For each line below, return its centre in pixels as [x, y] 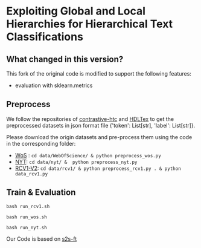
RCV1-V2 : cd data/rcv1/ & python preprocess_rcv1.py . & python [98, 168]
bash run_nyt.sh [27, 227]
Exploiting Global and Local [76, 11]
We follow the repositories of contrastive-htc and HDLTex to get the [90, 119]
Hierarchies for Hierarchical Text [90, 24]
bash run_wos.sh [27, 217]
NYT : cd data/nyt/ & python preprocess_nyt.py [76, 162]
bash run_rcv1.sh [28, 206]
